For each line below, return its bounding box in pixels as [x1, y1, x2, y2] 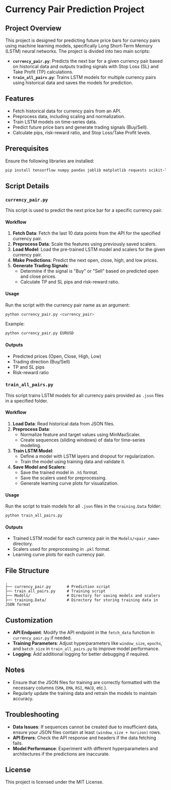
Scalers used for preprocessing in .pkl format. [12, 546, 111, 552]
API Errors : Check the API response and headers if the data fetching [12, 735, 156, 741]
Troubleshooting [5, 710, 60, 719]
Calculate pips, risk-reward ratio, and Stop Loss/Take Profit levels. [12, 129, 151, 135]
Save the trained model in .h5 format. [20, 469, 99, 475]
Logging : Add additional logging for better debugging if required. [12, 651, 149, 657]
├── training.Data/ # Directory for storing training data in [5, 598, 158, 603]
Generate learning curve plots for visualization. [20, 480, 119, 487]
